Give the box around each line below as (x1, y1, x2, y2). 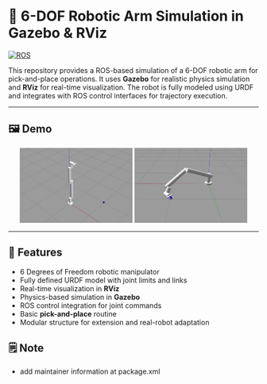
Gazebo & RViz (8, 24, 107, 42)
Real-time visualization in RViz (19, 283, 120, 293)
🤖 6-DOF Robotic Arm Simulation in (8, 7, 244, 25)
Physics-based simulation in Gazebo (19, 292, 141, 301)
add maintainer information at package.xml (19, 367, 161, 376)
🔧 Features (8, 246, 63, 259)
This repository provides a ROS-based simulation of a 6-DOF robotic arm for (8, 65, 258, 75)
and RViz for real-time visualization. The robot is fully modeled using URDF (8, 83, 254, 92)
